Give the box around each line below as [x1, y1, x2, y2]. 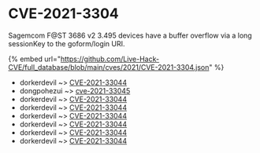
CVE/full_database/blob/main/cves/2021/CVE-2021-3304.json [8, 62, 210, 71]
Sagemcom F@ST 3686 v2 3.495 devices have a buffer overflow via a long [8, 31, 252, 40]
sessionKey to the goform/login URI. [8, 38, 125, 48]
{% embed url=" [8, 54, 61, 64]
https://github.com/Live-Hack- [60, 54, 160, 64]
